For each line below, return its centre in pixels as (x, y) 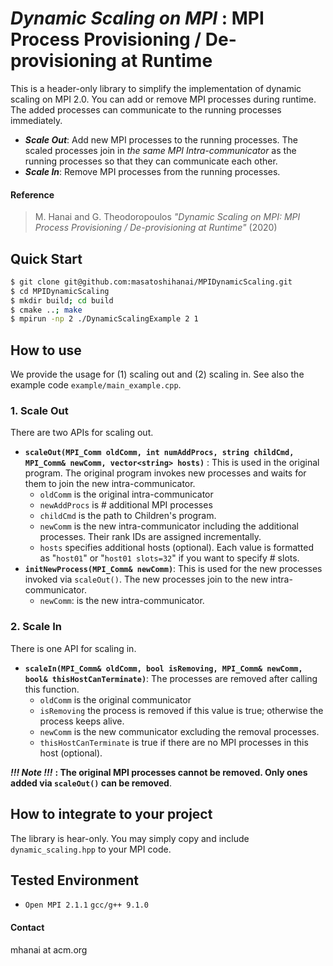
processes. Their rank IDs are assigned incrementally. (150, 537)
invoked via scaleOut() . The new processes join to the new (146, 579)
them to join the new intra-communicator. (110, 484)
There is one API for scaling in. (73, 648)
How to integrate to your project (111, 814)
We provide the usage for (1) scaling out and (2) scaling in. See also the (157, 374)
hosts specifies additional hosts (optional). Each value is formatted (177, 548)
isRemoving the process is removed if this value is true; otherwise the (181, 710)
